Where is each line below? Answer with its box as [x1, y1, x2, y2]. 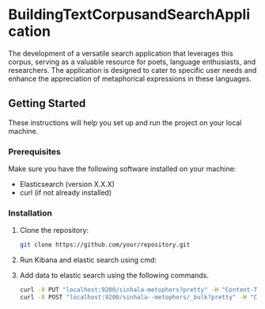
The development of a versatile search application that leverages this [8, 48, 233, 58]
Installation [8, 208, 53, 219]
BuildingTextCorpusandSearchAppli [8, 6, 251, 24]
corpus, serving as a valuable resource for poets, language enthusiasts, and [8, 57, 256, 67]
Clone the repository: [19, 226, 89, 235]
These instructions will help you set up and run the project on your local [8, 117, 242, 128]
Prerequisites [8, 146, 61, 157]
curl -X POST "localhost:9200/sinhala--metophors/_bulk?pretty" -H [19, 293, 248, 302]
